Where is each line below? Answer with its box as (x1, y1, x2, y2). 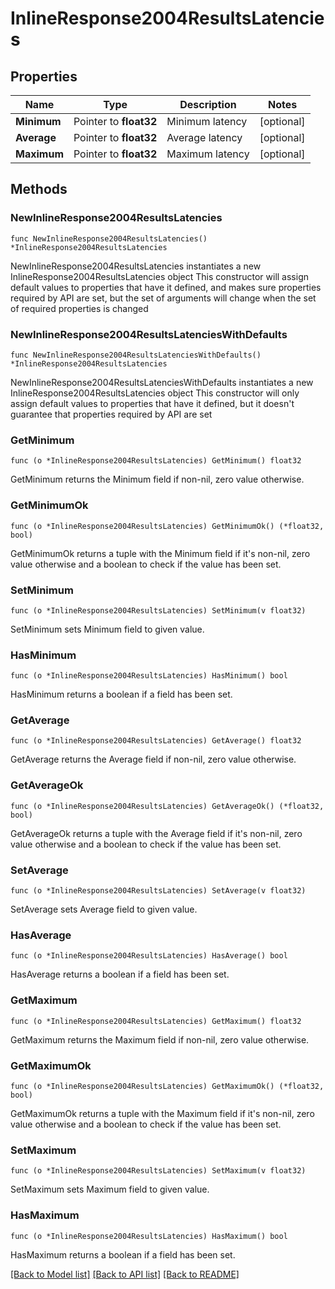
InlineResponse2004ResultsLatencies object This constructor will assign (10, 270, 309, 282)
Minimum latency (166, 115, 248, 128)
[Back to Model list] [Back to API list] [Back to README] (10, 1268, 240, 1280)
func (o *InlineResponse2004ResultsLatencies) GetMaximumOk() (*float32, (10, 1081, 325, 1091)
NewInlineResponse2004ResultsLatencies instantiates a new (10, 260, 262, 272)
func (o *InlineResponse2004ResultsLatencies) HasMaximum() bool (10, 1231, 288, 1241)
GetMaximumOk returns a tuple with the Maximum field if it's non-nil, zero (10, 1107, 315, 1119)
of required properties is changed (10, 302, 149, 314)
